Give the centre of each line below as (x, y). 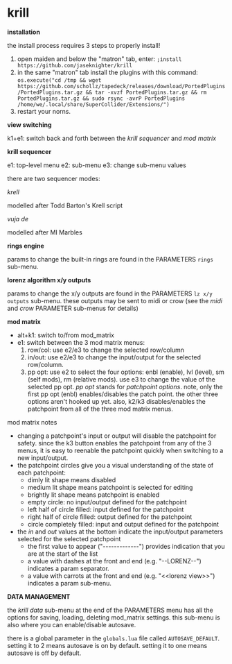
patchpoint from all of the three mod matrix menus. (100, 409)
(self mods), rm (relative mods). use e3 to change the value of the (122, 379)
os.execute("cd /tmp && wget (59, 80)
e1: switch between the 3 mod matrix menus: (81, 342)
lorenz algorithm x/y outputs (49, 280)
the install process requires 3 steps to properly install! (84, 45)
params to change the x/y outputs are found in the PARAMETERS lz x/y (110, 293)
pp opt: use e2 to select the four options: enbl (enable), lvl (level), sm (126, 372)
